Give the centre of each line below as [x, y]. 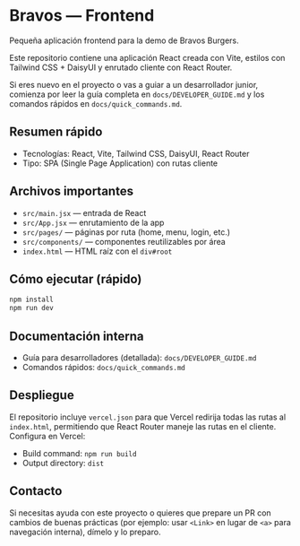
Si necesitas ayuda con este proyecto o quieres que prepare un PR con [140, 513]
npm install [31, 300]
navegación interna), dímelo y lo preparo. [85, 532]
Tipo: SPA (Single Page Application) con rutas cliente [120, 163]
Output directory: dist [63, 463]
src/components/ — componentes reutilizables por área [124, 241]
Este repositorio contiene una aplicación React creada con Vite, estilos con [147, 57]
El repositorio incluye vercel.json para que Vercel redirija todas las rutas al [148, 417]
